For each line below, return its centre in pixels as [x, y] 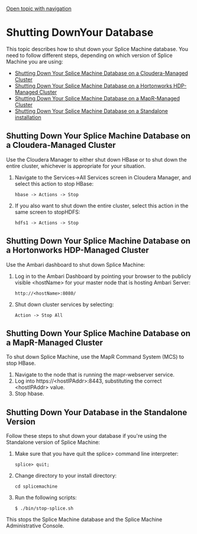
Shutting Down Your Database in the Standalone [97, 412]
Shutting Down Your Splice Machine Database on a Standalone [91, 111]
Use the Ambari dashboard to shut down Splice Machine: [76, 264]
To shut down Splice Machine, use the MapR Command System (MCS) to [95, 357]
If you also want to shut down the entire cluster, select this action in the [101, 206]
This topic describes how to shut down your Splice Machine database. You [97, 49]
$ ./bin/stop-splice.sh [44, 508]
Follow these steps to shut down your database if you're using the [86, 436]
